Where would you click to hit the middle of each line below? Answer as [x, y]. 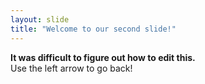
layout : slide [40, 19]
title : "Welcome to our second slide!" [93, 29]
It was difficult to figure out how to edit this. [103, 57]
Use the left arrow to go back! [71, 68]
